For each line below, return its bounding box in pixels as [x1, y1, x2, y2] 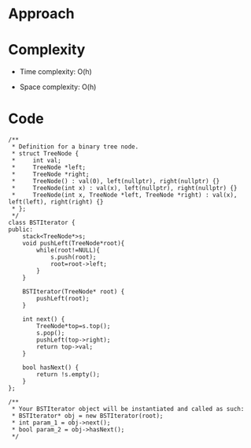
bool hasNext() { [22, 364, 79, 371]
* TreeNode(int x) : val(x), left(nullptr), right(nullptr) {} [11, 185, 238, 192]
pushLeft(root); [36, 295, 90, 303]
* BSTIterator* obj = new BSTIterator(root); [11, 412, 164, 420]
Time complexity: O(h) [19, 67, 92, 77]
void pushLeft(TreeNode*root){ [22, 240, 125, 248]
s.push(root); [50, 253, 97, 261]
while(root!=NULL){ [36, 246, 101, 255]
